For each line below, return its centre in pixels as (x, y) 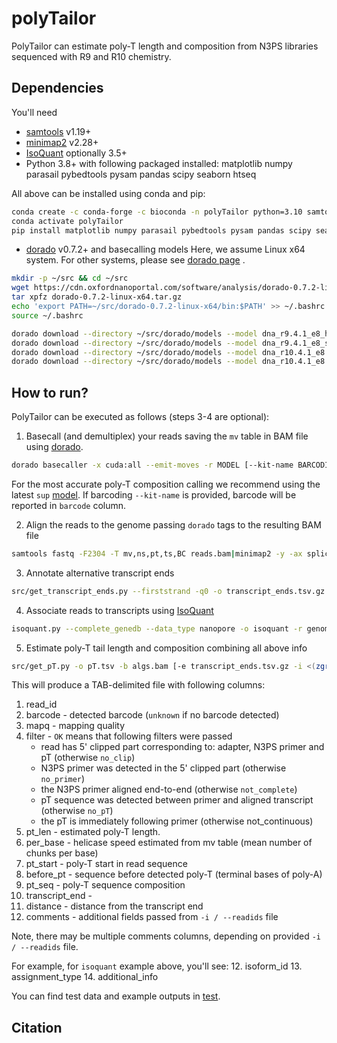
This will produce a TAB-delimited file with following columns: (138, 685)
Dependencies (57, 88)
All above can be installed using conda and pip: (108, 193)
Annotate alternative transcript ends (100, 573)
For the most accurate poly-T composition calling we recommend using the (166, 484)
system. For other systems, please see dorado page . (135, 260)
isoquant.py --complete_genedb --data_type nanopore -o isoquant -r (157, 628)
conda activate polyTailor (67, 221)
